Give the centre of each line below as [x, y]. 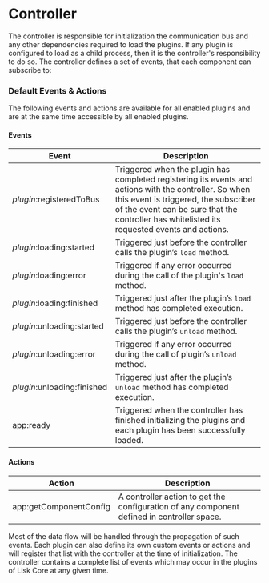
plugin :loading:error [49, 275]
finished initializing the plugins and [180, 421]
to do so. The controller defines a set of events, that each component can [130, 62]
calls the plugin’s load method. [172, 253]
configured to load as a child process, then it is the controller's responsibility [134, 53]
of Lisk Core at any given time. [59, 570]
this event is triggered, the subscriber [185, 199]
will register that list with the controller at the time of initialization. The [123, 553]
